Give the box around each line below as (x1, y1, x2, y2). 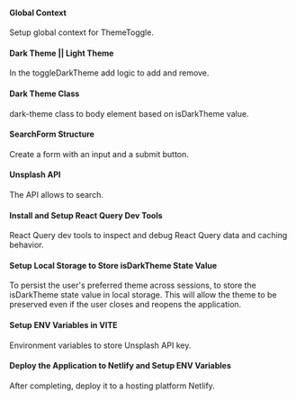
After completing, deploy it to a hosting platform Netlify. (9, 380, 216, 391)
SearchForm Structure (9, 129, 94, 139)
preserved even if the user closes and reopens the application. (9, 299, 242, 310)
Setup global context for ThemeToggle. (9, 27, 155, 38)
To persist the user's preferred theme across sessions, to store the (9, 280, 256, 291)
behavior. (9, 239, 44, 251)
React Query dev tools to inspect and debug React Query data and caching (9, 230, 288, 241)
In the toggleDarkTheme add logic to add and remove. (9, 67, 210, 78)
